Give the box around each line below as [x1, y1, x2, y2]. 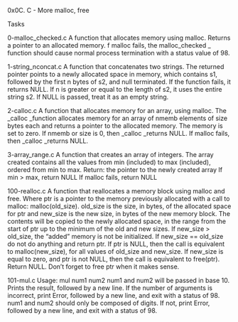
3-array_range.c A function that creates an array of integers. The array [7, 151, 215, 159]
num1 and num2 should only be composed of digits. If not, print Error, [7, 299, 210, 307]
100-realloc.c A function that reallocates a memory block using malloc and [7, 187, 225, 195]
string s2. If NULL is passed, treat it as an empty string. [7, 92, 169, 101]
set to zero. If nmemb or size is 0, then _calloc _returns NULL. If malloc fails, [7, 129, 230, 137]
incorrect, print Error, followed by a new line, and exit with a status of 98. [7, 291, 220, 299]
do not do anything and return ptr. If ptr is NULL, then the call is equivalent [7, 240, 225, 248]
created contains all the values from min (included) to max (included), [7, 158, 211, 166]
